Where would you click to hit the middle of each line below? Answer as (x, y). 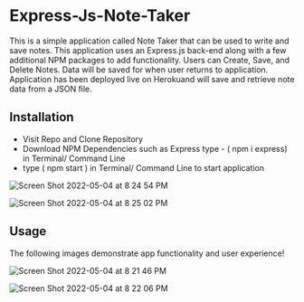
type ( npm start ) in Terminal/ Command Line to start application (143, 167)
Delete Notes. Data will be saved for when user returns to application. (139, 70)
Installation (42, 117)
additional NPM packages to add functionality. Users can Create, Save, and (150, 60)
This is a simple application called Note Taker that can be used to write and (149, 41)
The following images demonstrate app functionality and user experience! (147, 253)
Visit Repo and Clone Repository (82, 139)
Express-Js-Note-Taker (100, 16)
